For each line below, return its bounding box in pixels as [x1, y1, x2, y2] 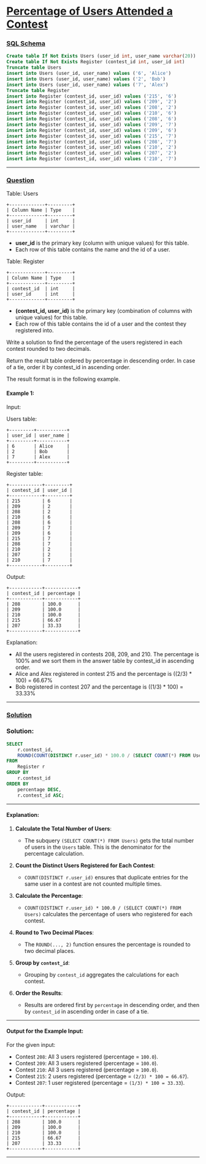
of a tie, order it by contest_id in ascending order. [6, 364, 131, 371]
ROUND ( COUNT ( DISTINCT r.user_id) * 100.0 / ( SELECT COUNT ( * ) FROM [17, 752, 191, 759]
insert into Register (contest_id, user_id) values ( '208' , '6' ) [6, 116, 177, 122]
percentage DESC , [17, 786, 62, 792]
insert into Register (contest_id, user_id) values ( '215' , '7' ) [6, 133, 177, 139]
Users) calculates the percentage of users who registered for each [24, 910, 193, 917]
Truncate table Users [6, 64, 62, 71]
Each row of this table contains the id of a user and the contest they [15, 320, 187, 327]
